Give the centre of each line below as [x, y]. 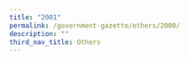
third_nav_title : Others [55, 42]
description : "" [39, 34]
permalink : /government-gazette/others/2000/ [94, 26]
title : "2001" [35, 17]
